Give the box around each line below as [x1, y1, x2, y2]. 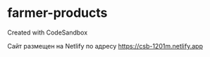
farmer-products [7, 5, 108, 21]
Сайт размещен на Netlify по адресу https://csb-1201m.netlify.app [7, 42, 203, 50]
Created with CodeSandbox [7, 28, 88, 37]
